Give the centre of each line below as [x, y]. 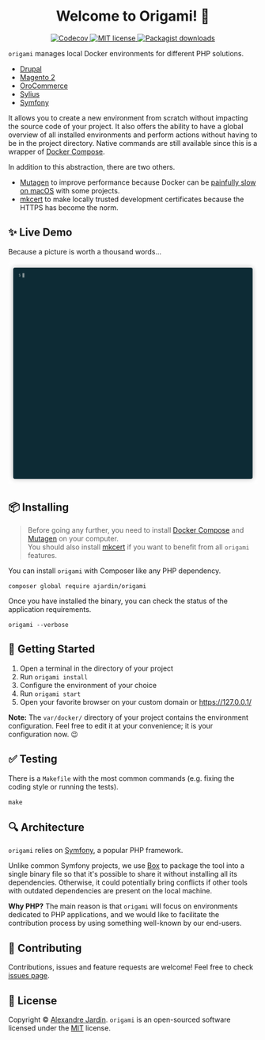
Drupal [30, 69]
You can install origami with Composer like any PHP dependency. [115, 571]
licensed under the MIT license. [59, 1028]
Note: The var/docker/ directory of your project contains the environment [129, 717]
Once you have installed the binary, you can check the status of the [118, 601]
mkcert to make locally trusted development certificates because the [132, 199]
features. [42, 555]
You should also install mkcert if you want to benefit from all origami [138, 547]
